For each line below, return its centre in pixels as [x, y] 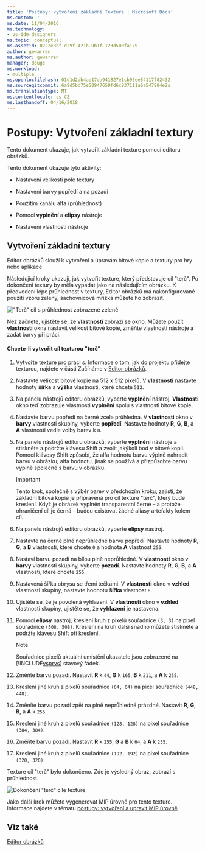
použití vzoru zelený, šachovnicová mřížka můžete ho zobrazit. [86, 298]
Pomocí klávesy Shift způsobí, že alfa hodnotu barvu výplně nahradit [102, 455]
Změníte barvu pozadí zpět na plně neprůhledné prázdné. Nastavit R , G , [106, 705]
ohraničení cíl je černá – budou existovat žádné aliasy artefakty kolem [103, 510]
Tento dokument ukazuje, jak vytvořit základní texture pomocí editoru [94, 149]
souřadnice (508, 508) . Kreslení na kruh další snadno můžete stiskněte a [107, 626]
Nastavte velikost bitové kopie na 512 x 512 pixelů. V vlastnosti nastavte [106, 380]
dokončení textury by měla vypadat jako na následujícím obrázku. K [92, 285]
